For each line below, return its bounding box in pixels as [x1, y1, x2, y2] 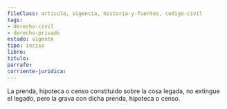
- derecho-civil [7, 23, 54, 30]
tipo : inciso [7, 42, 45, 49]
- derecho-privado [7, 29, 60, 37]
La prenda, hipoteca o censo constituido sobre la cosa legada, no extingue [7, 87, 220, 95]
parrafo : [7, 61, 33, 68]
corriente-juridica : [7, 68, 67, 75]
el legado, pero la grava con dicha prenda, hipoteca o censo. [7, 94, 181, 102]
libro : [7, 49, 26, 56]
